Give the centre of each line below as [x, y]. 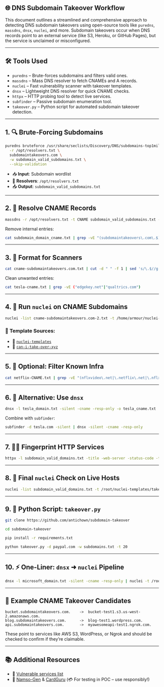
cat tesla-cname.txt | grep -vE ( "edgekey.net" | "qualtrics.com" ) [73, 287]
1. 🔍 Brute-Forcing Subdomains [54, 132]
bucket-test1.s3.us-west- [114, 612]
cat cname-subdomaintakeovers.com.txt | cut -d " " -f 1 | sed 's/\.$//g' [83, 269]
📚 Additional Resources [43, 660]
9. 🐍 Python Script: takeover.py [53, 509]
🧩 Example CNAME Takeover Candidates [68, 601]
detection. [22, 111]
